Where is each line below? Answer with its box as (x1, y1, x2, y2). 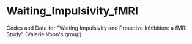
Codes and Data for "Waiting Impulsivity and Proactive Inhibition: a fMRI (6, 24, 188, 31)
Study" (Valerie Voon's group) (6, 30, 82, 37)
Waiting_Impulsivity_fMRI (6, 4, 139, 18)
